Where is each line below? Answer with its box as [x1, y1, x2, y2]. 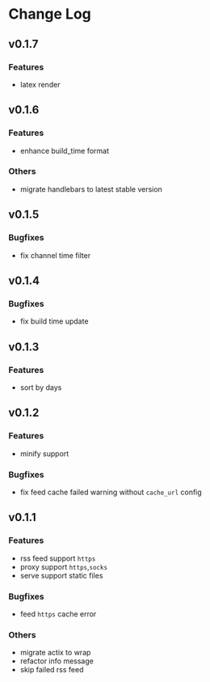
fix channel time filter [19, 250, 91, 260]
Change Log [8, 5, 91, 23]
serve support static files [19, 570, 103, 580]
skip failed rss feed [19, 665, 84, 675]
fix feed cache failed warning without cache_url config [19, 487, 202, 497]
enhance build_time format [19, 146, 110, 155]
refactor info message [19, 656, 94, 666]
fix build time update [19, 316, 89, 326]
